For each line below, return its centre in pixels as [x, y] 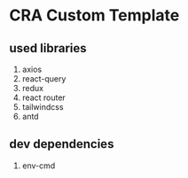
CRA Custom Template [94, 15]
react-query [44, 79]
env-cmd [39, 166]
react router [44, 97]
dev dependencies [62, 144]
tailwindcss [43, 107]
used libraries [48, 48]
